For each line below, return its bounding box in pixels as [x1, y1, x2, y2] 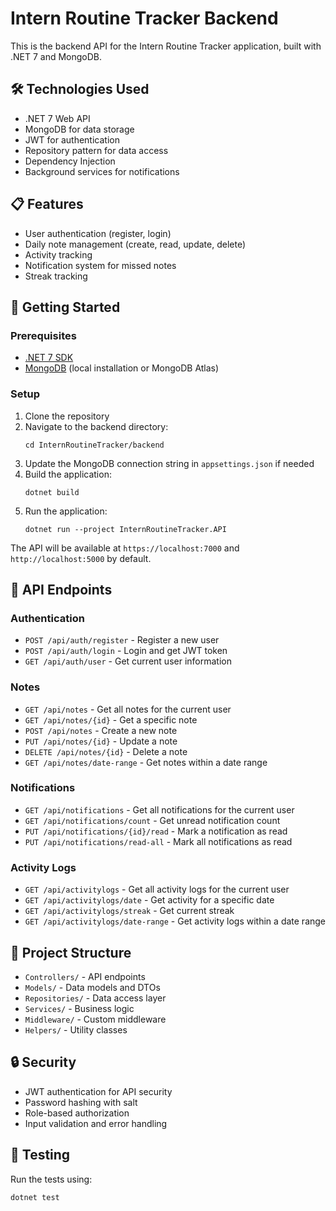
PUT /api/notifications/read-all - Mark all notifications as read [24, 835, 293, 847]
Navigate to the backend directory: [24, 420, 169, 432]
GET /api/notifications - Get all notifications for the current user [24, 803, 295, 816]
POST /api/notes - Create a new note [24, 724, 178, 736]
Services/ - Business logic [24, 1002, 135, 1014]
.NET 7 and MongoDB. [10, 50, 103, 62]
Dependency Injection [24, 155, 116, 167]
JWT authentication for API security [24, 1085, 173, 1097]
